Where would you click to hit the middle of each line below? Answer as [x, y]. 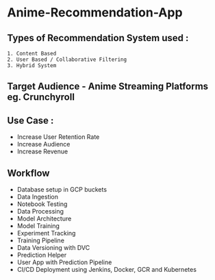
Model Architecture [44, 219]
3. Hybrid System [32, 66]
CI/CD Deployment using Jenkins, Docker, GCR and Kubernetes [107, 270]
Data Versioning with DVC [53, 248]
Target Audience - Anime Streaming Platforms [108, 87]
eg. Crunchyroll [41, 97]
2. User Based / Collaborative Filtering [67, 60]
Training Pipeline [41, 240]
